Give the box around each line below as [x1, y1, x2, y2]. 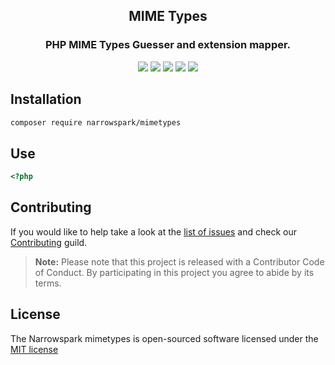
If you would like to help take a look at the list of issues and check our [10, 225, 297, 238]
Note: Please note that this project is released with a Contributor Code [34, 255, 325, 268]
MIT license [10, 343, 59, 355]
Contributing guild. [10, 236, 88, 248]
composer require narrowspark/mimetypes [10, 117, 182, 128]
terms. [34, 277, 62, 289]
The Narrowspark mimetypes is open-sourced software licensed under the [10, 332, 319, 344]
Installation [10, 91, 82, 108]
